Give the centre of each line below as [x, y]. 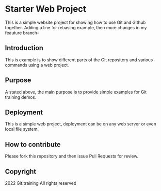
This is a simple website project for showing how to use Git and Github [75, 22]
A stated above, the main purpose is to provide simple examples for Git [76, 92]
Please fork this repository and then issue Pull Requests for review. [72, 156]
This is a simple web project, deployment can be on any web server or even [81, 124]
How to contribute [33, 144]
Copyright [21, 171]
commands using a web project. [37, 65]
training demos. [21, 97]
